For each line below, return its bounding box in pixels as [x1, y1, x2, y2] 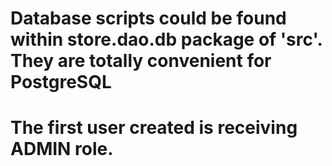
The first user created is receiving [10, 117, 298, 139]
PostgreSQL [10, 71, 112, 94]
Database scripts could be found [10, 7, 287, 30]
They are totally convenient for [10, 50, 272, 72]
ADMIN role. [10, 138, 114, 161]
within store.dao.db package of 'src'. [10, 28, 323, 51]
